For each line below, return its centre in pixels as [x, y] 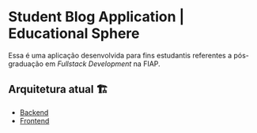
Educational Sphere [74, 33]
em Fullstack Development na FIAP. [102, 64]
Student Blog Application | [96, 17]
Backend [34, 112]
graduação [26, 64]
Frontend [34, 120]
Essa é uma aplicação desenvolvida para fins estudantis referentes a [120, 55]
